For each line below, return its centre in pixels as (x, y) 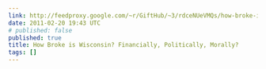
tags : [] (23, 52)
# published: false (40, 30)
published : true (35, 38)
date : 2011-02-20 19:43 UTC (55, 23)
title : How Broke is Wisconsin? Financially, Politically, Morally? (123, 45)
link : (17, 15)
